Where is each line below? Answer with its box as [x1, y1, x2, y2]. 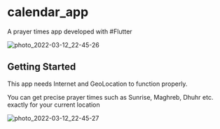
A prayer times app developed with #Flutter [7, 27, 132, 36]
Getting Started [7, 61, 76, 73]
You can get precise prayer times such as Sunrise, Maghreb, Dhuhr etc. [7, 93, 214, 101]
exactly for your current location [7, 100, 100, 109]
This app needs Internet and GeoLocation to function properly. [7, 79, 188, 88]
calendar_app [7, 4, 89, 20]
